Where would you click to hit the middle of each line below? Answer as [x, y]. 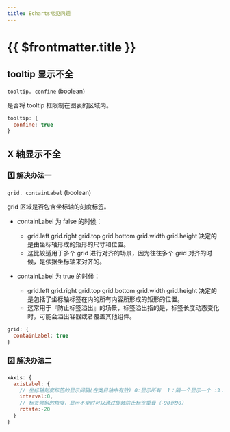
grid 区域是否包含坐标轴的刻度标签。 [59, 207]
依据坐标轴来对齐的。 [76, 262]
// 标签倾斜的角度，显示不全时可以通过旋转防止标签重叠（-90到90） [103, 403]
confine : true [33, 125]
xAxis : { [20, 377]
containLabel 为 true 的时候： [59, 276]
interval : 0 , [36, 397]
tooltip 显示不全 [40, 74]
